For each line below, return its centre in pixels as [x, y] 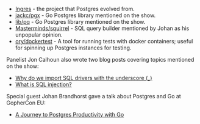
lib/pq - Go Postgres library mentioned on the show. [80, 22]
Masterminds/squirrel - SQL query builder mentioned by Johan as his [102, 28]
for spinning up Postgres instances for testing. [73, 48]
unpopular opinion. [39, 35]
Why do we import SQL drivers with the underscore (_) [84, 78]
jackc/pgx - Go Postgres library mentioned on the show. [85, 15]
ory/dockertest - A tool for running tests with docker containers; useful [104, 41]
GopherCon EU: [26, 103]
